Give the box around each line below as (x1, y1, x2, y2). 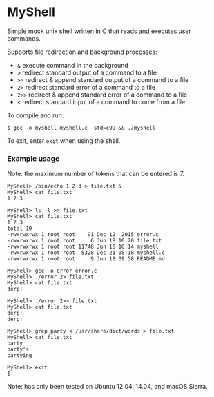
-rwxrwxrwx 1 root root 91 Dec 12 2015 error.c (7, 231, 159, 238)
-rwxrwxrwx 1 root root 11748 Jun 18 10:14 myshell (7, 243, 159, 251)
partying (7, 352, 32, 359)
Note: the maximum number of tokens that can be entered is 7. (7, 170, 185, 178)
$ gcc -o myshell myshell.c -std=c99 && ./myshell (7, 124, 156, 131)
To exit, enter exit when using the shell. (7, 136, 121, 145)
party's (7, 346, 30, 353)
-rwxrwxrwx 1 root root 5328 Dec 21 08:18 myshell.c (7, 249, 166, 256)
